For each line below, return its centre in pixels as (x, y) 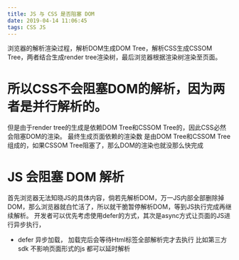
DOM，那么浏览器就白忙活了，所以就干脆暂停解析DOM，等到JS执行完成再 (116, 207)
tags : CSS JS (27, 27)
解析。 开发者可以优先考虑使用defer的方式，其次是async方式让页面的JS (119, 216)
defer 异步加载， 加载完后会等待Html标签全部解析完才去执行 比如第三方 (122, 240)
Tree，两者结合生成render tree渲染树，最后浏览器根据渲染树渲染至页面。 (115, 57)
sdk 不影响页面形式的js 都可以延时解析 (74, 249)
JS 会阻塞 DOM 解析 (66, 177)
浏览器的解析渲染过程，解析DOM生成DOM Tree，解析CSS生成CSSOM (110, 48)
